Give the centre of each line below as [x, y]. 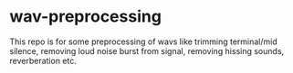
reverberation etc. [43, 60]
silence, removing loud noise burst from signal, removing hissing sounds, [147, 50]
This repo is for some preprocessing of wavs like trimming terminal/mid [143, 41]
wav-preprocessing [86, 17]
